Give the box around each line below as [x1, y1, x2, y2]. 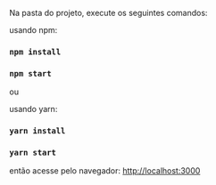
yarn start [9, 148, 56, 158]
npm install [9, 46, 62, 57]
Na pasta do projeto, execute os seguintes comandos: [9, 8, 208, 18]
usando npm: [9, 25, 58, 35]
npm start [9, 68, 52, 78]
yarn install [9, 126, 66, 136]
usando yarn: [9, 104, 58, 115]
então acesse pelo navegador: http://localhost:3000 [9, 165, 201, 176]
